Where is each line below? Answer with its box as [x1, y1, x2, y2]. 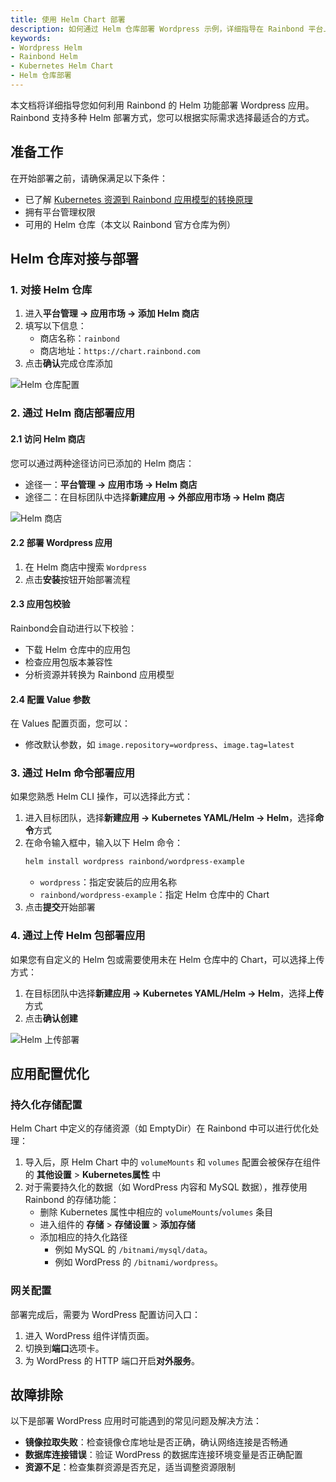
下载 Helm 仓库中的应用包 [24, 643, 131, 655]
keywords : [10, 33, 52, 43]
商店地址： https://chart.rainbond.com [39, 345, 201, 357]
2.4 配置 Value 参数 [10, 693, 91, 705]
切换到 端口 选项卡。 [24, 1342, 105, 1354]
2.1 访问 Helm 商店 [10, 432, 86, 445]
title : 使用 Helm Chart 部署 [10, 14, 126, 25]
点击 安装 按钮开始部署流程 [24, 573, 131, 585]
